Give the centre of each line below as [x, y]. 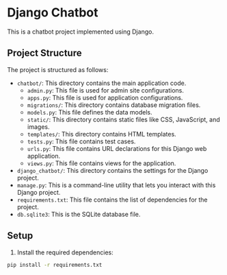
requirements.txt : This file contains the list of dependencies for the [112, 200]
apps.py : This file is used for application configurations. [105, 97]
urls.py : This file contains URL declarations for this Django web [117, 148]
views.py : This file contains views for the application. [102, 163]
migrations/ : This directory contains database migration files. [114, 105]
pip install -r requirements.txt [55, 265]
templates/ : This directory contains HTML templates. [102, 134]
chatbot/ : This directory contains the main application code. [102, 83]
